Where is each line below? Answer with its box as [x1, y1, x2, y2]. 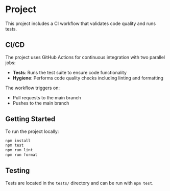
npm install [5, 138, 31, 143]
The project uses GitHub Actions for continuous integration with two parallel [5, 54, 165, 60]
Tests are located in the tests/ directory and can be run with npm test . [5, 180, 154, 186]
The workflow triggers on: [5, 85, 60, 91]
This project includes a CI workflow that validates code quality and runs [5, 20, 156, 26]
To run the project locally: [5, 128, 59, 134]
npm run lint [5, 148, 33, 153]
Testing [5, 167, 30, 175]
